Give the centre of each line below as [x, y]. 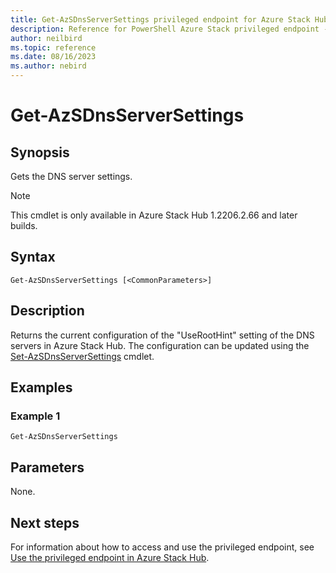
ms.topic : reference [53, 47]
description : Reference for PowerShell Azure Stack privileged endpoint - [169, 29]
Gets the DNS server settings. [71, 176]
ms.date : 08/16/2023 [53, 57]
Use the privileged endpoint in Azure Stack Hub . [110, 557]
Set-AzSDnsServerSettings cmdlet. [82, 356]
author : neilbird [46, 38]
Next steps [45, 522]
